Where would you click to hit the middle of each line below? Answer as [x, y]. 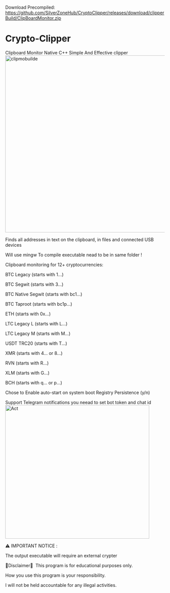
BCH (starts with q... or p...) [34, 382]
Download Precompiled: [30, 7]
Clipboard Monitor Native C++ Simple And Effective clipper [67, 52]
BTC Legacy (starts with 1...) [35, 274]
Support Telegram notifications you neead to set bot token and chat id [78, 402]
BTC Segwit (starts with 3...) [34, 284]
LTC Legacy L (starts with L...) [36, 323]
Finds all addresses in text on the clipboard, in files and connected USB [80, 239]
